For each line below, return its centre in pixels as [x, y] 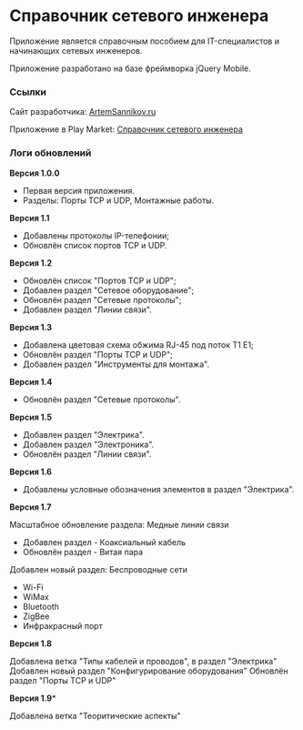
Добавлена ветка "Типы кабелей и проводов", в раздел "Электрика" [143, 661]
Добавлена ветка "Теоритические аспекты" [95, 715]
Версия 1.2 [31, 263]
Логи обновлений [50, 153]
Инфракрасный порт [62, 625]
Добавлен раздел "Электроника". [88, 444]
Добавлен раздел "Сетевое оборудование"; [108, 290]
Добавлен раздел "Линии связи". [87, 309]
